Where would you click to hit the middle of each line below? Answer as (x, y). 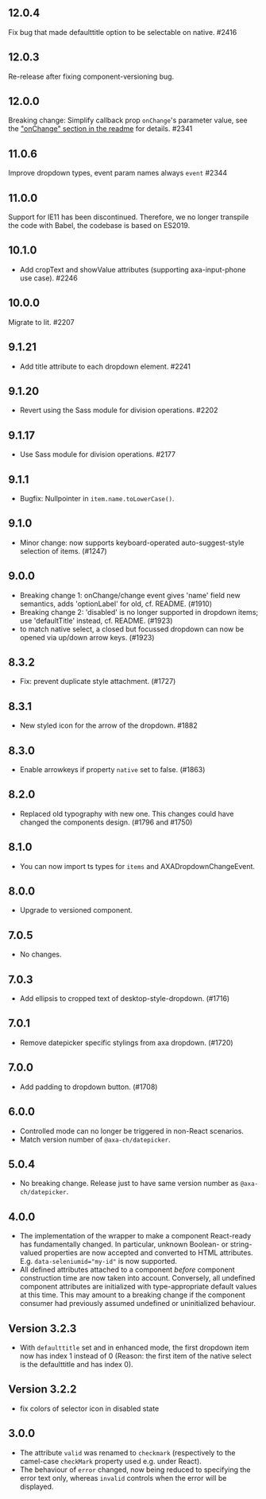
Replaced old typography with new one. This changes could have (127, 813)
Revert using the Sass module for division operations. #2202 (119, 410)
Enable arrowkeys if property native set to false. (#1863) (112, 769)
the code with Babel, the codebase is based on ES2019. (99, 226)
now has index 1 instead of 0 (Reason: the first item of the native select (135, 1356)
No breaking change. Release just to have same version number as (129, 1184)
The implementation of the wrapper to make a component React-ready (135, 1236)
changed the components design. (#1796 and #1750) (106, 822)
